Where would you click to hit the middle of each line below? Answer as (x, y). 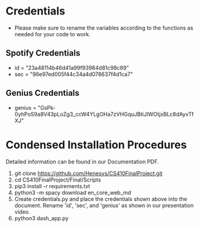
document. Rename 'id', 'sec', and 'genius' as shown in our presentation (104, 205)
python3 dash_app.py (41, 218)
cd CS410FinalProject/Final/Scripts (57, 180)
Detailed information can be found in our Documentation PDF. (82, 162)
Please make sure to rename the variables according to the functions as (104, 28)
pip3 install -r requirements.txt (52, 186)
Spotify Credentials (43, 53)
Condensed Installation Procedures (96, 144)
